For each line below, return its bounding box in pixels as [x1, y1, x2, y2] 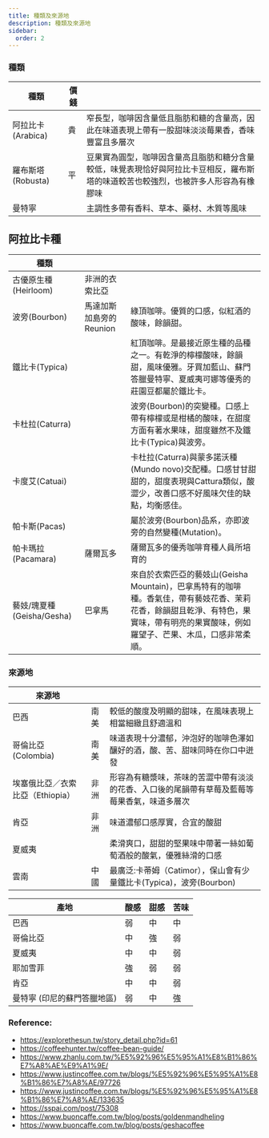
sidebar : [8, 26, 38, 34]
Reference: [8, 1017, 53, 1028]
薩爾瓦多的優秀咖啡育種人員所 [130, 542, 243, 553]
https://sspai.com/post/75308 [19, 1103, 119, 1112]
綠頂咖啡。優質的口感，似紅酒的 [130, 305, 251, 317]
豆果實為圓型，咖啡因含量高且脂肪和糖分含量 [86, 151, 255, 163]
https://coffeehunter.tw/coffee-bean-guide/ [19, 1043, 164, 1053]
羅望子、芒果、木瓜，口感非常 [130, 629, 243, 640]
